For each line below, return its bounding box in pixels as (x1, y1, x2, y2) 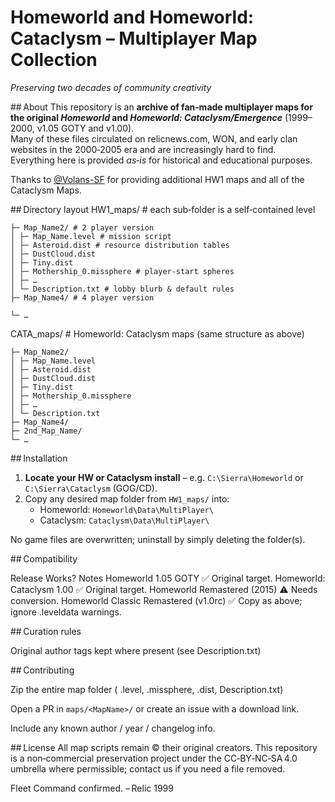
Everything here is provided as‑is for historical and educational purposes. (10, 154, 313, 166)
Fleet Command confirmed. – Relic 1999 (10, 782, 174, 794)
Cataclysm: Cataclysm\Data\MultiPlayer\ (39, 514, 210, 526)
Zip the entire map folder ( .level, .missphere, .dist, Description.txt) (10, 683, 284, 695)
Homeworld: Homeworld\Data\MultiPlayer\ (39, 503, 214, 515)
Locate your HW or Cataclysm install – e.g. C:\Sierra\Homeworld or (24, 471, 304, 483)
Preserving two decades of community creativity (10, 81, 212, 93)
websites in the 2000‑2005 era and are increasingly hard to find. (10, 143, 277, 155)
